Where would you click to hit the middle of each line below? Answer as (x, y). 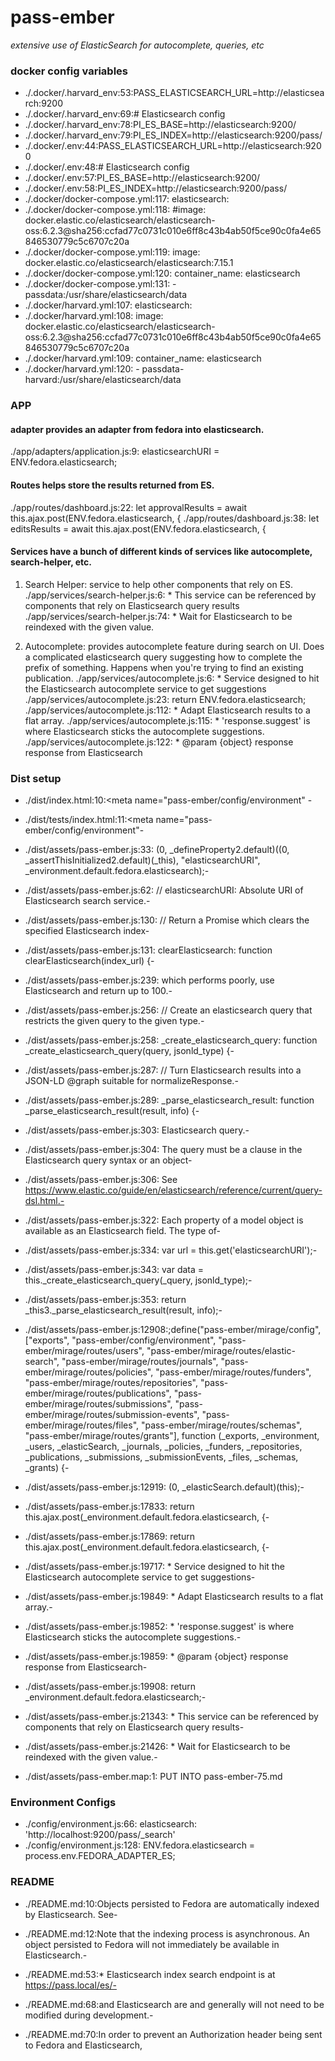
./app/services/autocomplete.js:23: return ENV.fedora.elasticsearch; (165, 699)
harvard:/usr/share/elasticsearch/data (103, 380)
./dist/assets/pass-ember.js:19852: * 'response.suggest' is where (159, 1627)
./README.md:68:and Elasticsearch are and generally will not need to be (174, 2004)
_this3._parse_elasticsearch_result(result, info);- (123, 1310)
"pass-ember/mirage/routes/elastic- (221, 1351)
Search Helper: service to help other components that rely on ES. (159, 584)
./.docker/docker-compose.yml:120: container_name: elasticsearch (162, 273)
